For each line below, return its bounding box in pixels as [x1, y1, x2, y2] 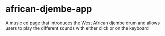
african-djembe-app [5, 3, 92, 15]
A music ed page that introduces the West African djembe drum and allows [5, 20, 160, 26]
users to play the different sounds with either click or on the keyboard [5, 25, 149, 31]
